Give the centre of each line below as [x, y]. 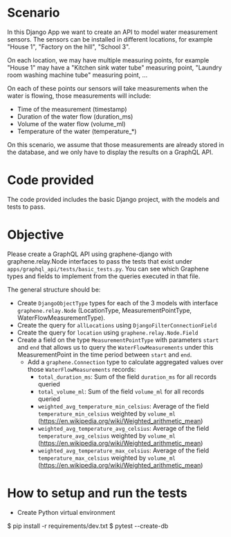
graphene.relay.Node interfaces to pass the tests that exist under [100, 261]
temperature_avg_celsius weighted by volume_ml [107, 436]
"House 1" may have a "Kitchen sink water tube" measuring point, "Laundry [115, 67]
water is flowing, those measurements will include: [79, 96]
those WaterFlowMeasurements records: [82, 369]
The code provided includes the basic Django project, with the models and [113, 199]
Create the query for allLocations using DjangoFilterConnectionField [117, 325]
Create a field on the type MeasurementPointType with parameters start [118, 340]
